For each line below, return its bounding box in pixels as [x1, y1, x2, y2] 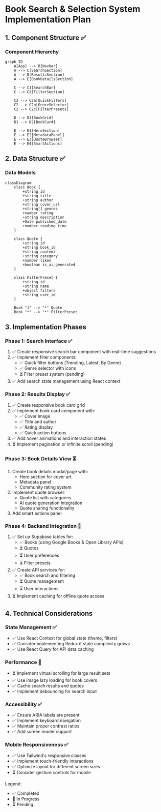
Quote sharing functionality [19, 505, 75, 511]
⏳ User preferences [19, 552, 60, 559]
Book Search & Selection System [5, 3, 140, 15]
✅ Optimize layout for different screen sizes [12, 763, 100, 769]
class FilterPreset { [14, 275, 58, 280]
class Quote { [14, 236, 43, 241]
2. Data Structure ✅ [5, 154, 66, 163]
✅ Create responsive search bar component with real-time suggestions [12, 349, 156, 355]
